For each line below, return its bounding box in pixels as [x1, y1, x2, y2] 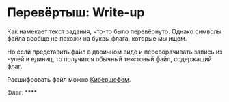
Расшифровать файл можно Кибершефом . [7, 75, 131, 83]
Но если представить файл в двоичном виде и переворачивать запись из [7, 48, 223, 56]
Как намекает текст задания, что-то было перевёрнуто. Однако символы [7, 27, 222, 35]
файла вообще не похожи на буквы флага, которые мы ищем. [7, 34, 187, 42]
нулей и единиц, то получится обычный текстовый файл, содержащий [7, 54, 212, 63]
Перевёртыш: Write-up [7, 5, 145, 20]
